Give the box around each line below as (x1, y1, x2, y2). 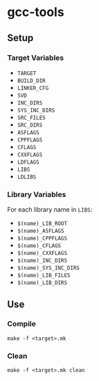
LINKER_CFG (17, 84, 49, 91)
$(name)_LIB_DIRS (17, 279, 68, 286)
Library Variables (7, 189, 66, 199)
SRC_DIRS (17, 121, 43, 129)
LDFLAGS (17, 158, 39, 166)
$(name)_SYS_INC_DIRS (17, 265, 80, 272)
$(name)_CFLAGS (17, 242, 62, 249)
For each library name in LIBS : (7, 205, 93, 214)
